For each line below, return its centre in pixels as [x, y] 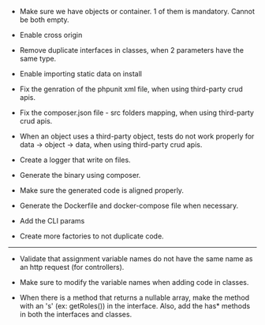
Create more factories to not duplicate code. [91, 236]
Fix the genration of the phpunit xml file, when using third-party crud [131, 89]
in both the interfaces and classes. [76, 314]
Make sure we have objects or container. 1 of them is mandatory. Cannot [137, 11]
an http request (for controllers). [72, 267]
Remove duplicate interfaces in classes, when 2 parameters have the [132, 50]
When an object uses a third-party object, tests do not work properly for [137, 136]
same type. [38, 59]
